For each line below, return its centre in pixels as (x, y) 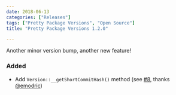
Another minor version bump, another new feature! (69, 51)
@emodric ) (29, 85)
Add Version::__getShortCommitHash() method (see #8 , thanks (92, 79)
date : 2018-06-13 (28, 12)
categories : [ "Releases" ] (38, 17)
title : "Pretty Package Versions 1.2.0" (57, 28)
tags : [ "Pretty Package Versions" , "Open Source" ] (71, 23)
